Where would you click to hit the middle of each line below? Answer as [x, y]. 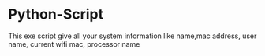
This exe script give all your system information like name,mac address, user [132, 36]
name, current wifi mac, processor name [74, 44]
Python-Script [56, 14]
